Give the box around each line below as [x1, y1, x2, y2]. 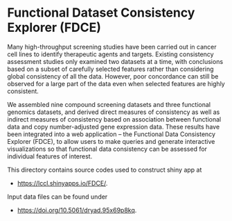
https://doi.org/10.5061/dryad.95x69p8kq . [17, 206, 137, 214]
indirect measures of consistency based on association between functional [7, 115, 222, 123]
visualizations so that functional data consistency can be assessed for [7, 145, 208, 153]
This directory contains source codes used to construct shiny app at [7, 165, 202, 174]
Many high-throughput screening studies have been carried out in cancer [7, 42, 217, 51]
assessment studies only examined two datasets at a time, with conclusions [7, 57, 224, 65]
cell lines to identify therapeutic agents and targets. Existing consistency [7, 50, 214, 58]
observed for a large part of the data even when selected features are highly [7, 79, 225, 88]
